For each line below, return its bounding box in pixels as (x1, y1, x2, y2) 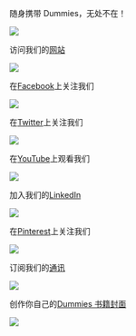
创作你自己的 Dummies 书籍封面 (9, 299, 127, 309)
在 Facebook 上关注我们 (9, 81, 94, 91)
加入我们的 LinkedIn (9, 190, 82, 200)
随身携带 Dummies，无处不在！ (9, 8, 127, 18)
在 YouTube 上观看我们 (9, 153, 91, 163)
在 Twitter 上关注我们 (9, 117, 83, 127)
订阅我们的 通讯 (9, 262, 65, 272)
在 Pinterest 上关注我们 (9, 226, 91, 236)
